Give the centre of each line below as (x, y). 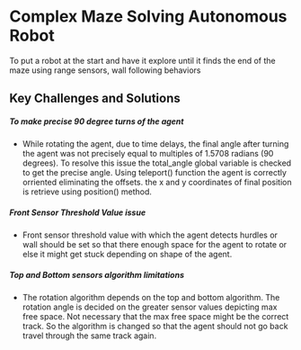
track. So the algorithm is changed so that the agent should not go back (155, 327)
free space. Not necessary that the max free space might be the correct (155, 317)
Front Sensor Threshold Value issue (78, 212)
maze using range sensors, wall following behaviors (105, 70)
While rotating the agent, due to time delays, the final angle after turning (155, 144)
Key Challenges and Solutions (95, 99)
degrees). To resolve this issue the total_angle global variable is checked (157, 163)
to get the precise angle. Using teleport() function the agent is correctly (155, 173)
